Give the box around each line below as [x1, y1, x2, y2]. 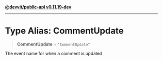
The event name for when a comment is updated [5, 50, 102, 56]
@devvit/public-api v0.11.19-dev [5, 4, 72, 10]
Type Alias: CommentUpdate [5, 25, 124, 37]
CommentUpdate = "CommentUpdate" [16, 41, 91, 47]
